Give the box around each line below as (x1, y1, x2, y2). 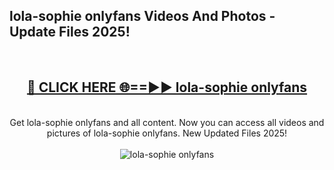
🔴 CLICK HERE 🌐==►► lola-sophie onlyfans (26, 79, 308, 96)
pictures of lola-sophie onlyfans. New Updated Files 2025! (46, 127, 288, 139)
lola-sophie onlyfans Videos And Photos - (9, 8, 276, 25)
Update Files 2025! (9, 24, 131, 41)
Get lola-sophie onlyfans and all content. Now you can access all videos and (9, 116, 325, 128)
